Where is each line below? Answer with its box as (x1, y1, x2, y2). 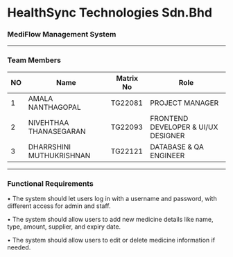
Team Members (7, 55, 61, 65)
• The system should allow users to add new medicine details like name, (7, 216, 214, 224)
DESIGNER (150, 131, 185, 140)
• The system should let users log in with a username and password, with (7, 195, 217, 203)
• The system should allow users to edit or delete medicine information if (7, 236, 216, 245)
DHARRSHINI (28, 142, 71, 151)
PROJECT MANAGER (150, 98, 219, 108)
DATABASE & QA (150, 142, 205, 151)
